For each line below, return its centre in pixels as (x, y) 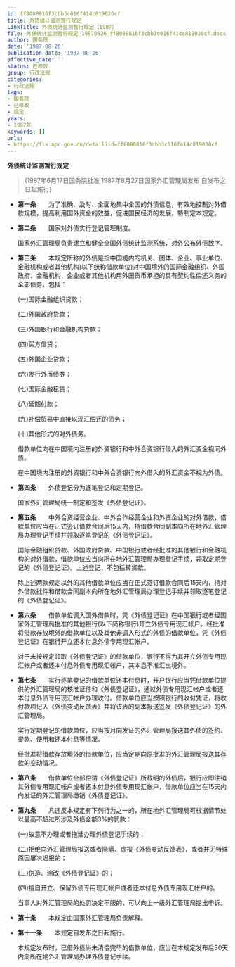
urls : (15, 138)
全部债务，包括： (42, 284)
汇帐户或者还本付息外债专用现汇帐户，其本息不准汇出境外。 (103, 665)
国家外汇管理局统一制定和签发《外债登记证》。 (83, 503)
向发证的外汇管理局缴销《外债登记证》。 (74, 795)
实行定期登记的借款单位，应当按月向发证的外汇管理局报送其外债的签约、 (122, 731)
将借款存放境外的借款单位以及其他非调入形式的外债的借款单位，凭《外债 (122, 633)
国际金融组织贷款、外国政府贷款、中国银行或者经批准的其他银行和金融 (119, 550)
